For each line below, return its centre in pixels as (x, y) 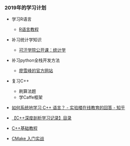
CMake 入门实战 (28, 139)
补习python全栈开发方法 (36, 60)
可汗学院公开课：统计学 (42, 50)
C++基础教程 (24, 128)
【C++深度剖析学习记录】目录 (41, 118)
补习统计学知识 (26, 40)
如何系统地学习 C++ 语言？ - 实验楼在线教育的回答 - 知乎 (68, 108)
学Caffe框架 (31, 97)
